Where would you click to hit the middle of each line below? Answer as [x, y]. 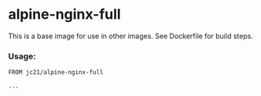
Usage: [22, 56]
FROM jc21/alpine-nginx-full [56, 73]
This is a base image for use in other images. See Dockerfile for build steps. [131, 36]
